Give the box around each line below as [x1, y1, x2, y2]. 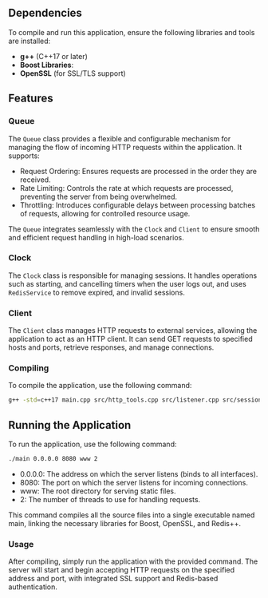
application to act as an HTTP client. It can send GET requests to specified [8, 335, 253, 344]
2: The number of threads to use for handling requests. [19, 494, 201, 504]
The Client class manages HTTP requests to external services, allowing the [8, 326, 258, 335]
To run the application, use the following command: [8, 439, 177, 449]
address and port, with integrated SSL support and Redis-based [8, 574, 219, 584]
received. [19, 175, 51, 184]
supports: [8, 151, 40, 160]
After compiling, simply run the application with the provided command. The [8, 556, 258, 566]
